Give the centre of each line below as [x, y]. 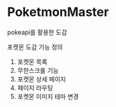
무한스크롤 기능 [38, 70]
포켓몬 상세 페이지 [41, 79]
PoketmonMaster [58, 12]
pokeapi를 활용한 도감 [37, 32]
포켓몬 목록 [32, 61]
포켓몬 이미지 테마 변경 [48, 96]
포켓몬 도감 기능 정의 [35, 47]
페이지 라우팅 [35, 88]
